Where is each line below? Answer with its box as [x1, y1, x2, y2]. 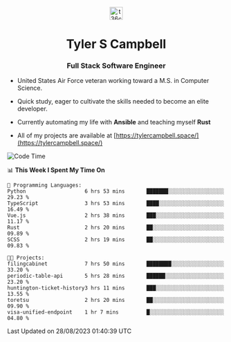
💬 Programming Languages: [7, 182, 82, 189]
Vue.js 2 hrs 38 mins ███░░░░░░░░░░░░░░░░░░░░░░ [7, 212, 225, 219]
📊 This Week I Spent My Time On [7, 166, 105, 174]
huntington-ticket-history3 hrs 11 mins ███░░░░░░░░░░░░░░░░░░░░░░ [7, 285, 225, 292]
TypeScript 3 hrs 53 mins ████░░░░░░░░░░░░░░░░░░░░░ [7, 200, 225, 207]
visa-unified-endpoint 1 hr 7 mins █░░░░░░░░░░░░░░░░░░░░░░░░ [7, 309, 225, 316]
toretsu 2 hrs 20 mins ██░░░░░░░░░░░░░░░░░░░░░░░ [7, 297, 225, 304]
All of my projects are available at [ [17, 131, 116, 140]
